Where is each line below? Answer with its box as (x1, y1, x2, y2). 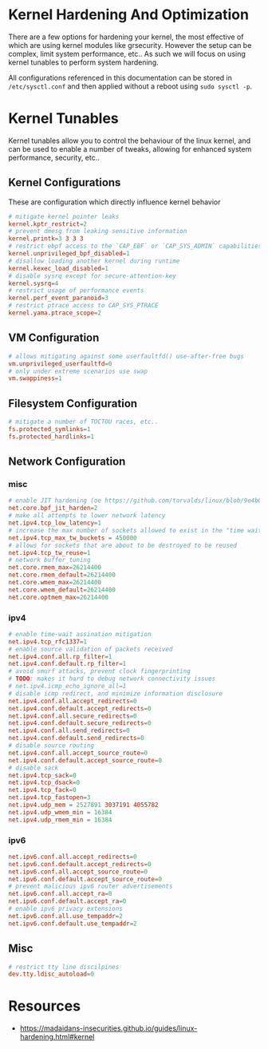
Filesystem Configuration (8, 397, 138, 410)
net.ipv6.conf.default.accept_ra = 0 (8, 897, 127, 905)
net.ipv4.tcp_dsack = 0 (8, 778, 81, 787)
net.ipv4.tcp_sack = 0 (8, 771, 77, 779)
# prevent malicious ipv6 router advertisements (8, 882, 173, 891)
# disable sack (8, 764, 59, 772)
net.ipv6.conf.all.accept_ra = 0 (8, 890, 112, 898)
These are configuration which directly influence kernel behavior (8, 197, 221, 207)
